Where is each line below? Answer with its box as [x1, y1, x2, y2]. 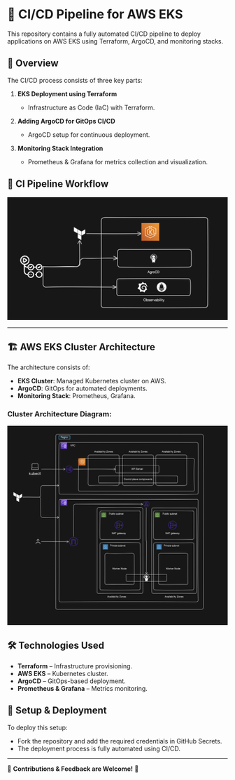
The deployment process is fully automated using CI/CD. [17, 744, 180, 753]
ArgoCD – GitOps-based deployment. [17, 677, 126, 685]
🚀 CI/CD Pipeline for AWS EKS [7, 6, 183, 22]
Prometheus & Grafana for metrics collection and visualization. [27, 157, 208, 166]
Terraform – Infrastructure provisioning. [17, 661, 133, 670]
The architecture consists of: [7, 363, 90, 371]
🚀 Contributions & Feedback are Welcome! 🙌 [7, 765, 139, 773]
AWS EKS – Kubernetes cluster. [17, 669, 108, 677]
